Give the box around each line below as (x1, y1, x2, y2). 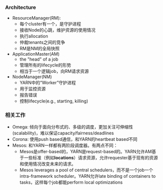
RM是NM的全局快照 (19, 46, 60, 52)
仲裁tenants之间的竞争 (19, 39, 65, 45)
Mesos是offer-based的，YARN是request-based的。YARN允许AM (19, 148, 152, 154)
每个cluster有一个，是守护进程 (19, 21, 81, 27)
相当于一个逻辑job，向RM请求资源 (19, 68, 89, 74)
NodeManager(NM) (12, 74, 52, 80)
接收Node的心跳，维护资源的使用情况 (19, 27, 96, 33)
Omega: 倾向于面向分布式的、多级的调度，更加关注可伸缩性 (12, 124, 133, 129)
